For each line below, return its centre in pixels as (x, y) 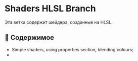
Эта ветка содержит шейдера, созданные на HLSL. (59, 22)
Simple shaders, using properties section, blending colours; (72, 49)
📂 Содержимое (29, 38)
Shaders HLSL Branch (50, 9)
